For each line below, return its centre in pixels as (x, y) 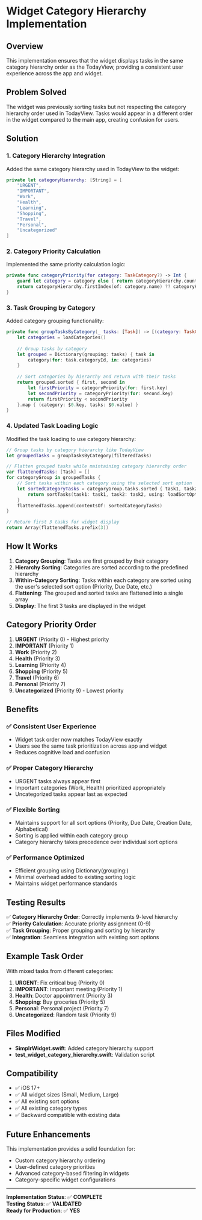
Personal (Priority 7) (40, 684)
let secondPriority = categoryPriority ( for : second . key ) (100, 393)
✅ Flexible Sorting (33, 810)
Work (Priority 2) (36, 652)
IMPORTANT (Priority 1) (44, 645)
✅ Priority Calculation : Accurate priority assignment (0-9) (79, 924)
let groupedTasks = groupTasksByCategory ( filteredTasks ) (79, 455)
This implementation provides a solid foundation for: (71, 1149)
